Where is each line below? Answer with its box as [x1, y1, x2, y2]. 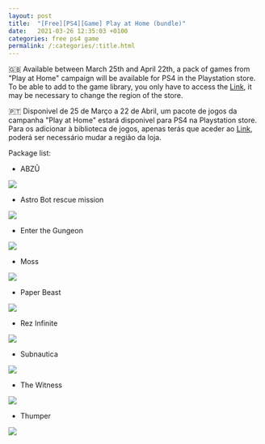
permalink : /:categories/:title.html [8, 42, 136, 50]
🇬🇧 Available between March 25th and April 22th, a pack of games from [8, 64, 250, 74]
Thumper [19, 411, 51, 421]
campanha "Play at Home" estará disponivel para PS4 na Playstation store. [8, 115, 257, 126]
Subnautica [19, 349, 59, 359]
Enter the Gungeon [19, 226, 83, 236]
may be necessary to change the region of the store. [8, 91, 183, 100]
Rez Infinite [19, 318, 58, 328]
